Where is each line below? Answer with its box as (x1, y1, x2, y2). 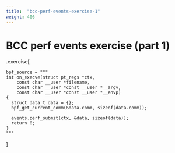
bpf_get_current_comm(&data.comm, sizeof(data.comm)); (11, 105, 148, 111)
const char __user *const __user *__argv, (16, 85, 121, 91)
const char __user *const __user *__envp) (16, 90, 121, 96)
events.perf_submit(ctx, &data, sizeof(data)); (11, 115, 129, 121)
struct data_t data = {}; (11, 100, 75, 106)
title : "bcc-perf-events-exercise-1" (6, 8, 100, 15)
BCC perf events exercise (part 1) (6, 39, 170, 52)
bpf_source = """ (6, 69, 48, 76)
